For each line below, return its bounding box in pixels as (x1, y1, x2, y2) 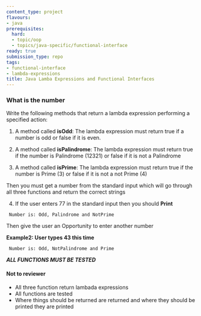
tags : (6, 59, 20, 65)
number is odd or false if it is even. (14, 134, 101, 142)
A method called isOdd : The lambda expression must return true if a (14, 128, 184, 135)
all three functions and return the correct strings (6, 188, 126, 196)
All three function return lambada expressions (14, 283, 129, 291)
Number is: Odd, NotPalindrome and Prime (8, 245, 114, 252)
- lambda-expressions (6, 71, 61, 77)
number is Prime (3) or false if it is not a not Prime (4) (14, 170, 147, 178)
